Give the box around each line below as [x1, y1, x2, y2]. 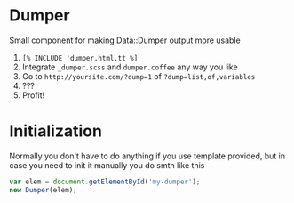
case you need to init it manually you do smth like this [9, 159, 205, 170]
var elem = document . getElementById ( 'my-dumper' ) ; [9, 177, 201, 186]
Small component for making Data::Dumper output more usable [9, 35, 242, 45]
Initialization [9, 121, 102, 142]
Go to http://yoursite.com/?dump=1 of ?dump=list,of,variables [21, 70, 256, 81]
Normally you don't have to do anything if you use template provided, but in [9, 150, 286, 161]
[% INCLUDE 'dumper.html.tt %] [21, 53, 139, 62]
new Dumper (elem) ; [9, 185, 77, 194]
